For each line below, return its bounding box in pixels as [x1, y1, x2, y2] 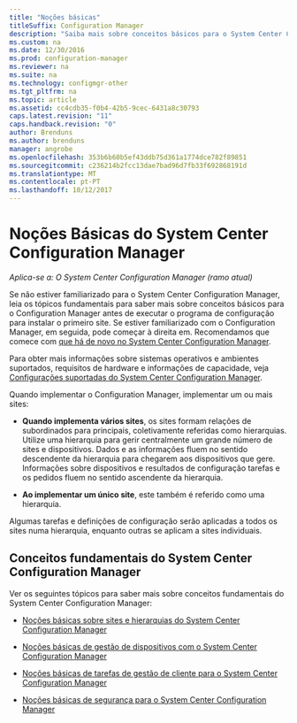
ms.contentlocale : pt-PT [9, 178, 101, 187]
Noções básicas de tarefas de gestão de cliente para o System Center [21, 667, 278, 678]
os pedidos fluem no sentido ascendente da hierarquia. [21, 472, 224, 482]
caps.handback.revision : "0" [9, 120, 117, 129]
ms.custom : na [9, 37, 62, 47]
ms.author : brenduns [9, 136, 86, 145]
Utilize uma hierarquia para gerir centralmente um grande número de [21, 435, 273, 445]
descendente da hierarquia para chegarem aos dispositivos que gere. [21, 453, 276, 464]
